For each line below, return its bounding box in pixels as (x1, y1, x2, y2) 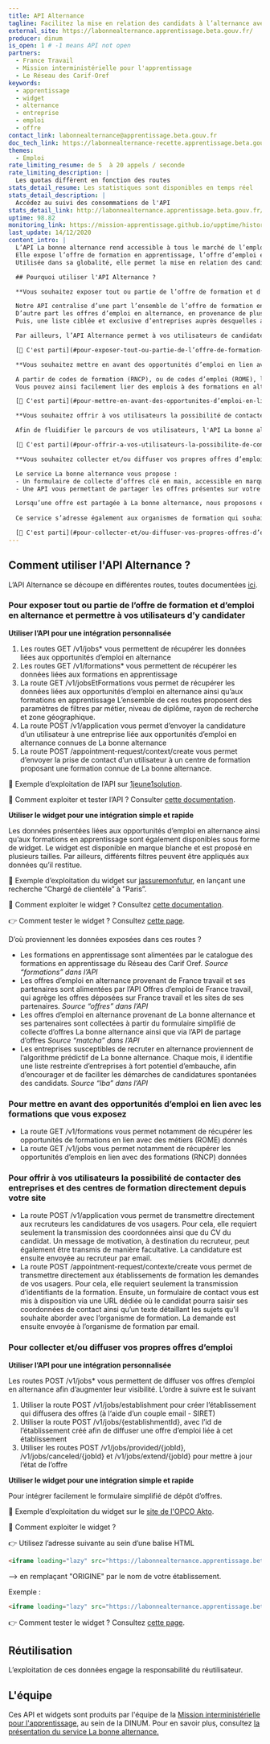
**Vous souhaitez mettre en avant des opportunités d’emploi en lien (15, 360, 253, 368)
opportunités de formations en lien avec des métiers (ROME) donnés (19, 1135, 247, 1145)
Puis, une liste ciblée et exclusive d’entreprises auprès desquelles (15, 317, 257, 326)
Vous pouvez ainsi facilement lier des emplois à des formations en (15, 383, 250, 391)
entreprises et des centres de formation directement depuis (8, 1183, 247, 1194)
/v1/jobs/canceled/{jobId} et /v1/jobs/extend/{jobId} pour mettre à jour (19, 1451, 253, 1461)
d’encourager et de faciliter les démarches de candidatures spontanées (19, 1069, 257, 1079)
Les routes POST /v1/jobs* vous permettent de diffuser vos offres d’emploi (8, 1376, 256, 1385)
